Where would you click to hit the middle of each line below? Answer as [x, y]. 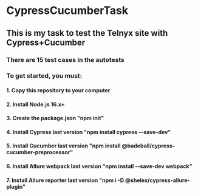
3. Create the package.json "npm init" [55, 118]
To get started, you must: [44, 76]
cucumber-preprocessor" [40, 152]
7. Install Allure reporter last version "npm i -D [65, 180]
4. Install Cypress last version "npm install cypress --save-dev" [89, 132]
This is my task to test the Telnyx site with [87, 33]
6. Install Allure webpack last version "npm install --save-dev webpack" [99, 166]
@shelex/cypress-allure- [157, 180]
